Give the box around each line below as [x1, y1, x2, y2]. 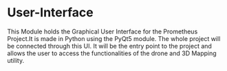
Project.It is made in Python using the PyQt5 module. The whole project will [7, 34, 221, 42]
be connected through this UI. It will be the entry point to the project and [7, 42, 212, 50]
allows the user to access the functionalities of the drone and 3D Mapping [7, 49, 217, 57]
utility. [7, 56, 25, 64]
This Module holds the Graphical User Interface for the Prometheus [7, 27, 198, 35]
